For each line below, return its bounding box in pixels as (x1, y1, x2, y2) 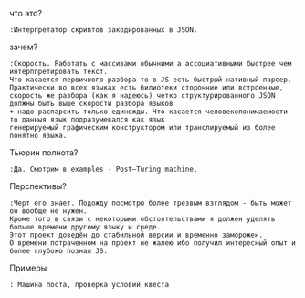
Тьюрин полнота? (9, 147, 79, 158)
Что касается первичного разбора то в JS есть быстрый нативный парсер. (9, 75, 292, 84)
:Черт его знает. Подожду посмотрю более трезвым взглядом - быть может (9, 198, 292, 208)
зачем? (9, 41, 38, 52)
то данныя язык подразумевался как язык (9, 115, 166, 124)
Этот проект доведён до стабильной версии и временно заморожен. (9, 230, 263, 239)
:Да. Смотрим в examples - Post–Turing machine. (9, 165, 198, 174)
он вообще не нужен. (9, 207, 89, 216)
